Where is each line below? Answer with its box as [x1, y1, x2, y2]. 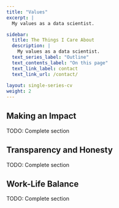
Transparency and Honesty [6, 145, 113, 155]
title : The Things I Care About [12, 37, 95, 43]
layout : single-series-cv [6, 83, 72, 89]
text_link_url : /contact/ [12, 71, 79, 77]
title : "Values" [6, 9, 48, 15]
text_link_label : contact [12, 65, 79, 72]
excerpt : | [6, 15, 34, 21]
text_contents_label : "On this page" [12, 59, 109, 66]
